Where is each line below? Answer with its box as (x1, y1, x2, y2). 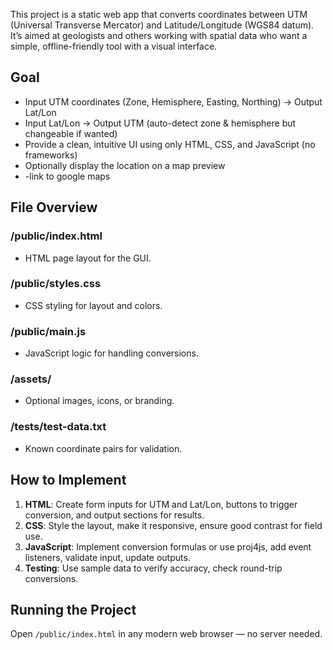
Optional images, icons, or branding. (24, 395, 175, 407)
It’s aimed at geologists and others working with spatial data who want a (10, 30, 308, 41)
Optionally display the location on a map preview (24, 159, 226, 171)
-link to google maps (24, 170, 111, 182)
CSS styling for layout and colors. (24, 299, 163, 311)
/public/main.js (10, 324, 87, 338)
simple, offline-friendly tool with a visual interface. (10, 40, 218, 52)
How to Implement (10, 472, 127, 489)
